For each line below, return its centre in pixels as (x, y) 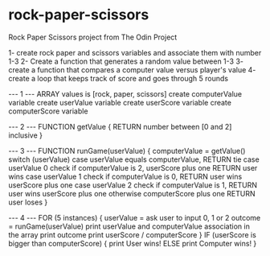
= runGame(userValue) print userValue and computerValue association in (129, 226)
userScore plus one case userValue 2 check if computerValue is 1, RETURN (133, 185)
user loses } (28, 202)
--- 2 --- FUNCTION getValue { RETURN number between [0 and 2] (120, 126)
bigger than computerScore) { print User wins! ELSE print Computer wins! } (133, 243)
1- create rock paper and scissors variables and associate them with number (135, 52)
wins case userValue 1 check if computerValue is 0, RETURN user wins (125, 176)
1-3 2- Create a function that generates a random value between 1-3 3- (126, 61)
